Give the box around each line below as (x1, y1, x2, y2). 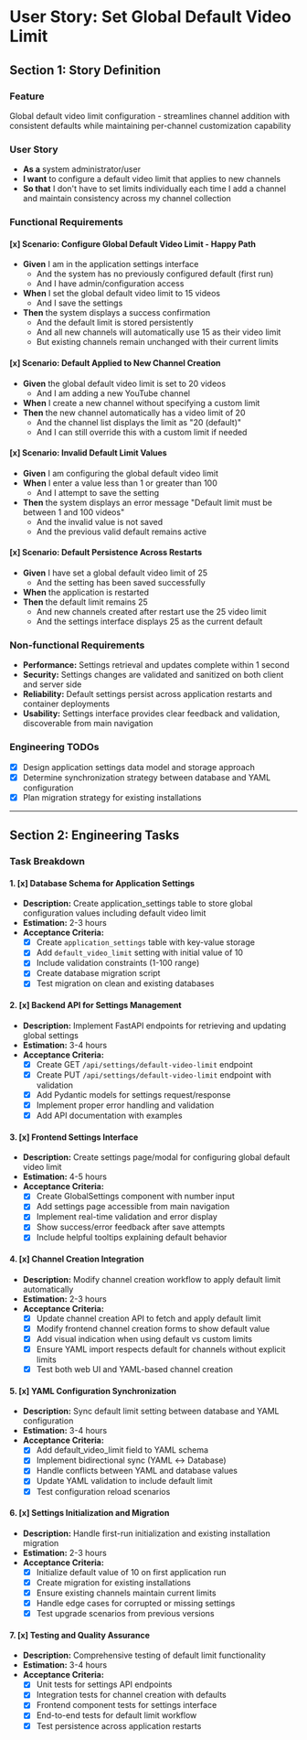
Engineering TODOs (9, 741, 100, 754)
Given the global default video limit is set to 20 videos (22, 378, 227, 389)
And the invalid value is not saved (36, 516, 164, 527)
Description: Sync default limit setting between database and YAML (22, 1406, 280, 1417)
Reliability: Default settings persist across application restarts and (22, 689, 272, 700)
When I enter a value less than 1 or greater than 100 (22, 478, 217, 489)
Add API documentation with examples (36, 1110, 183, 1121)
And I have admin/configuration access (36, 278, 185, 289)
